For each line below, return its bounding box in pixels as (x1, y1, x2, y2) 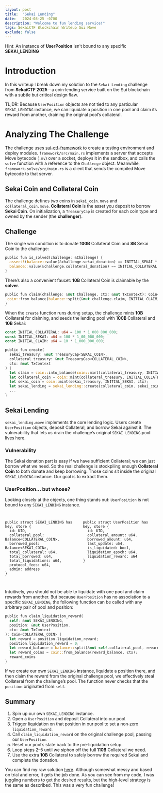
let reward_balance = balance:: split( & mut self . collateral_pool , (9, 645, 145, 651)
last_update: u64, (87, 542, 125, 546)
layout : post (5, 7, 32, 12)
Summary (5, 697, 35, 706)
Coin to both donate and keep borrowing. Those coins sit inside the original (5, 468, 156, 474)
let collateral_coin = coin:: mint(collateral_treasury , (9, 375, 125, 380)
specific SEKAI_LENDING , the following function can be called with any (5, 599, 142, 605)
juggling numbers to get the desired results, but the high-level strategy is (5, 777, 151, 783)
